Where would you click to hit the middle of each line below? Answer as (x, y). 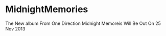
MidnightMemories (47, 9)
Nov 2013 (15, 28)
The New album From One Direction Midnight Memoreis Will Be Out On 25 (83, 23)
